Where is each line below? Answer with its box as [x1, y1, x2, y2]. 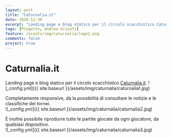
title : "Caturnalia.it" [5, 12, 56, 17]
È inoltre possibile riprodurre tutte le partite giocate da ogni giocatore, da [5, 116, 159, 122]
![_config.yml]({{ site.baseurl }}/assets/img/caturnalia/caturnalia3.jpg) [5, 126, 153, 133]
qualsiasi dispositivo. [5, 121, 50, 127]
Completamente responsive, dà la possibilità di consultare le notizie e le [5, 95, 157, 101]
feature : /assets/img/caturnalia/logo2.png [5, 31, 100, 36]
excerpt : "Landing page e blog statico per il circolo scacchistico [5, 21, 155, 27]
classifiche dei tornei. [5, 100, 51, 106]
